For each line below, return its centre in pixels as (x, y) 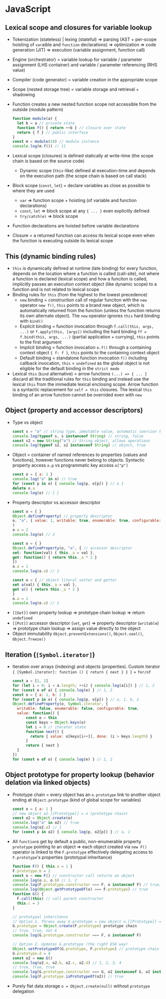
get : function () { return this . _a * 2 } (55, 557)
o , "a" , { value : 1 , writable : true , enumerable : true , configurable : (87, 521)
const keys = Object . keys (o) (56, 722)
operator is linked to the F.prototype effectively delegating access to (83, 852)
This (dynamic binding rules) (51, 256)
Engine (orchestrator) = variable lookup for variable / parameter (77, 60)
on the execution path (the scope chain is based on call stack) (83, 176)
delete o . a (24, 488)
